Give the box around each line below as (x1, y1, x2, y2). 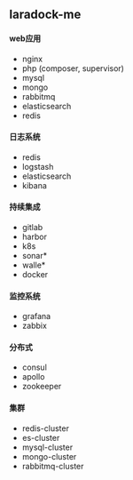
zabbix (21, 320, 47, 332)
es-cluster (21, 432, 60, 443)
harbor (21, 231, 47, 242)
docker (21, 269, 49, 279)
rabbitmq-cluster (21, 460, 84, 471)
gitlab (21, 222, 43, 232)
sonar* (21, 251, 47, 260)
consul (21, 362, 47, 372)
